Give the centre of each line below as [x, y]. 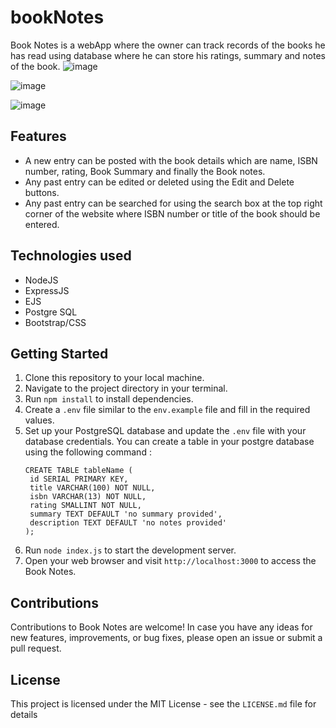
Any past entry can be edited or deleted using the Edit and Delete [159, 182]
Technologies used [71, 256]
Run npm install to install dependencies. [109, 399]
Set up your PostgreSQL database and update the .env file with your [165, 431]
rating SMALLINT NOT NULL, [85, 506]
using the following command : [88, 452]
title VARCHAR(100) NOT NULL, [92, 488]
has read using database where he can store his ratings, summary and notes [168, 55]
